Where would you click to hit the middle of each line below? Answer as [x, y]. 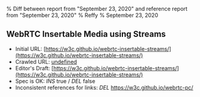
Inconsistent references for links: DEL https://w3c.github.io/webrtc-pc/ [104, 87]
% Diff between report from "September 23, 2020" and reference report [97, 9]
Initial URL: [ [30, 48]
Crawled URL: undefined [46, 62]
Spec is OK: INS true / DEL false [55, 81]
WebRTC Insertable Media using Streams [86, 34]
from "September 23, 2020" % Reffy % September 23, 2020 [82, 15]
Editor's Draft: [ [34, 68]
